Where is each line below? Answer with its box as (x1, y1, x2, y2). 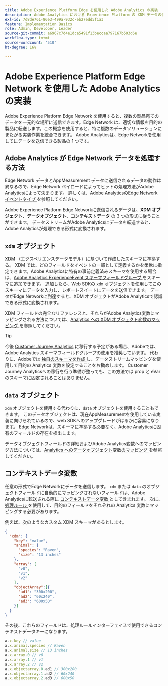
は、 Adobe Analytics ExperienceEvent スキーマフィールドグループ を (5, 275, 147, 281)
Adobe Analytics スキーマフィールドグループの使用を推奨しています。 (5, 350, 149, 356)
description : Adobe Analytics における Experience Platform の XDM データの (5, 12, 162, 17)
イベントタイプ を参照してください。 (5, 196, 81, 202)
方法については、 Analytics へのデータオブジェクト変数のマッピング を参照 (9, 447, 162, 453)
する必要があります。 (18, 508, 62, 514)
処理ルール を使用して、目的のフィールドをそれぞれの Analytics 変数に (5, 502, 150, 508)
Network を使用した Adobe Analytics (5, 83, 161, 94)
